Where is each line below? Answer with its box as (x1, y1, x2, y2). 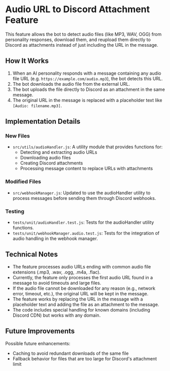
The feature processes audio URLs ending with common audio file (12, 263, 151, 269)
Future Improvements (5, 327, 75, 335)
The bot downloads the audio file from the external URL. (12, 81, 130, 87)
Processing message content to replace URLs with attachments (20, 165, 153, 172)
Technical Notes (5, 250, 58, 259)
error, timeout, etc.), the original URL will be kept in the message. (12, 290, 149, 296)
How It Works (5, 57, 49, 65)
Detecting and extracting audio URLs (20, 149, 97, 155)
